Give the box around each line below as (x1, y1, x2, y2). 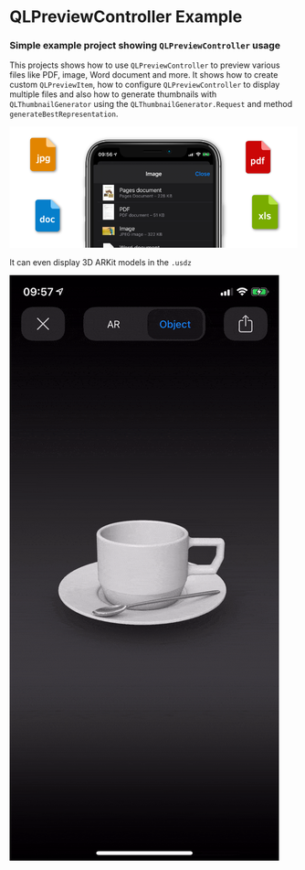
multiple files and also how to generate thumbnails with (9, 89, 217, 100)
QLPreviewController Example (9, 6, 243, 27)
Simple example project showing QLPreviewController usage (9, 39, 281, 52)
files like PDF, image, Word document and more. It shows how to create (9, 70, 279, 81)
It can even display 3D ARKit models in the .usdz (9, 257, 192, 268)
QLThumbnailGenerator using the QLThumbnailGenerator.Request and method (9, 99, 293, 110)
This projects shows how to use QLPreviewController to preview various (9, 59, 280, 70)
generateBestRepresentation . (9, 108, 119, 120)
